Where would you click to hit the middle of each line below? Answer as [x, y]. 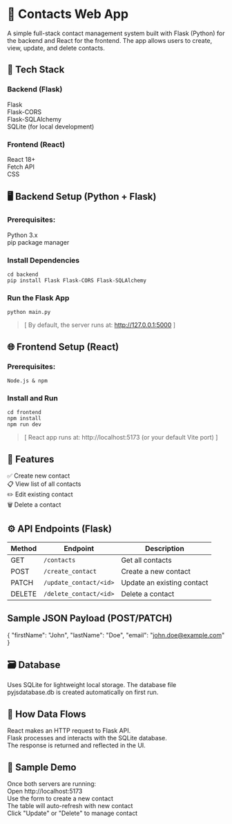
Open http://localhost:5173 [45, 792]
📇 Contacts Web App [68, 14]
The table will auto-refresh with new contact [70, 806]
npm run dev [24, 424]
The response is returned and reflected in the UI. [77, 745]
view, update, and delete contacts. [56, 48]
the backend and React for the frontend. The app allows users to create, [110, 40]
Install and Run [33, 398]
